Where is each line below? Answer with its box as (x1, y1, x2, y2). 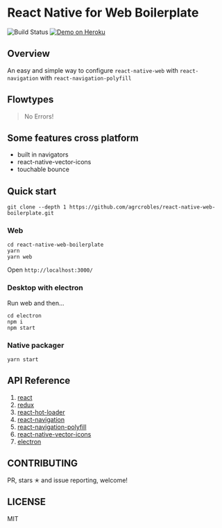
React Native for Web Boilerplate (7, 5, 199, 21)
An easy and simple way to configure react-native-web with (7, 66, 179, 74)
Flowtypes (7, 94, 54, 105)
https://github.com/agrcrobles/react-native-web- (69, 204, 216, 211)
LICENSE (7, 496, 46, 508)
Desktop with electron (7, 283, 83, 292)
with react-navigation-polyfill (40, 73, 132, 82)
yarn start (7, 356, 39, 363)
